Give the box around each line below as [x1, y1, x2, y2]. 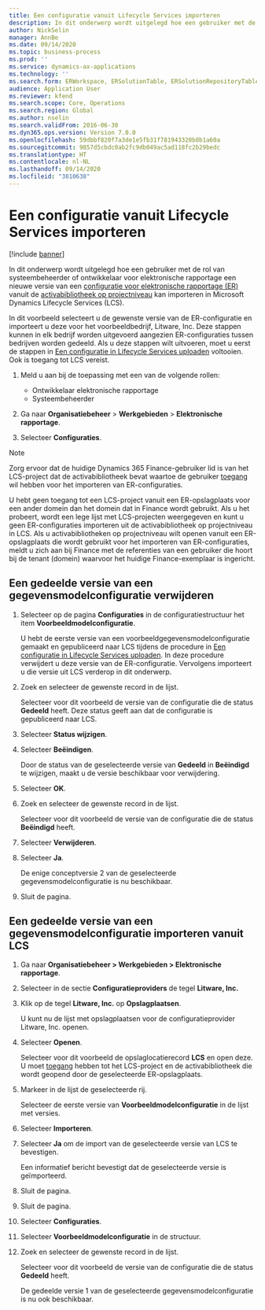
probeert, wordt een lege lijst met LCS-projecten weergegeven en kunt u [9, 512, 245, 521]
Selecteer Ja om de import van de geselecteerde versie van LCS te [20, 1139, 238, 1149]
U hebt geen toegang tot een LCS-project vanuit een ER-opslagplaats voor [9, 495, 251, 505]
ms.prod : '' [9, 56, 48, 64]
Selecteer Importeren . [20, 1123, 94, 1134]
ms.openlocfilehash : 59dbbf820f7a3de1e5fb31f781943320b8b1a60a [9, 135, 221, 144]
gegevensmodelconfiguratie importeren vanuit [9, 927, 245, 941]
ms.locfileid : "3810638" [9, 172, 90, 181]
